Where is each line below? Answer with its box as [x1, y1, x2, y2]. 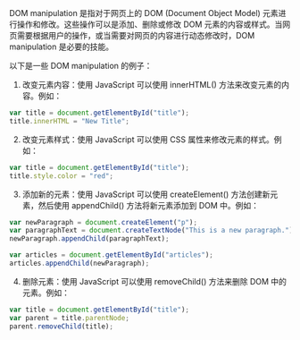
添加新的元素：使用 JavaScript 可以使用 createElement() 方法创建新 [21, 189, 271, 200]
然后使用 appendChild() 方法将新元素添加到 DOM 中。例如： [37, 200, 260, 210]
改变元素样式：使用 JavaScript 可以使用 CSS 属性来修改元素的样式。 [21, 133, 274, 145]
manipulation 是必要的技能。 [9, 41, 114, 52]
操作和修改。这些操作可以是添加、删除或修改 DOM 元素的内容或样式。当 [16, 19, 283, 30]
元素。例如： [21, 287, 70, 298]
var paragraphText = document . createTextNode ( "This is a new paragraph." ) [9, 226, 294, 235]
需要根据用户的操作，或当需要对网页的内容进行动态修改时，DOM [16, 30, 255, 40]
